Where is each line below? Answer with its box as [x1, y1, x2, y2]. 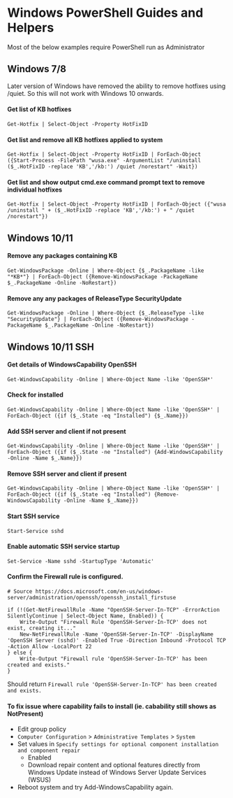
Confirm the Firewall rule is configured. [7, 572, 123, 581]
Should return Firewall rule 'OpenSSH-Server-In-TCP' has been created [7, 680, 218, 688]
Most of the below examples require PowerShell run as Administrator [7, 43, 205, 51]
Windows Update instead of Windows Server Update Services [27, 768, 207, 777]
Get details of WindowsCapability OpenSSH [7, 360, 137, 369]
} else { [7, 649, 33, 656]
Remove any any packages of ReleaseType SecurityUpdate [7, 294, 182, 302]
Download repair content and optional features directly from [27, 761, 200, 769]
